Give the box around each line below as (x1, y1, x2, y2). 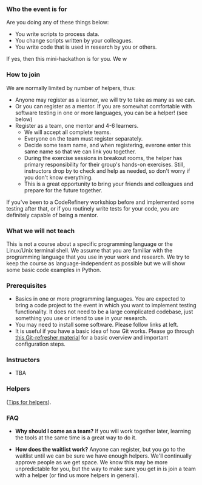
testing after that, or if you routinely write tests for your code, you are (6, 204, 179, 212)
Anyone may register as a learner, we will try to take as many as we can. (15, 96, 196, 103)
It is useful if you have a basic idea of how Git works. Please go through (15, 327, 195, 335)
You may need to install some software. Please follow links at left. (15, 321, 179, 329)
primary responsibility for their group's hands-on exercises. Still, (24, 161, 185, 168)
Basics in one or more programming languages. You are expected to (15, 295, 186, 302)
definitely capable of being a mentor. (6, 211, 98, 218)
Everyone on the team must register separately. (24, 134, 143, 142)
